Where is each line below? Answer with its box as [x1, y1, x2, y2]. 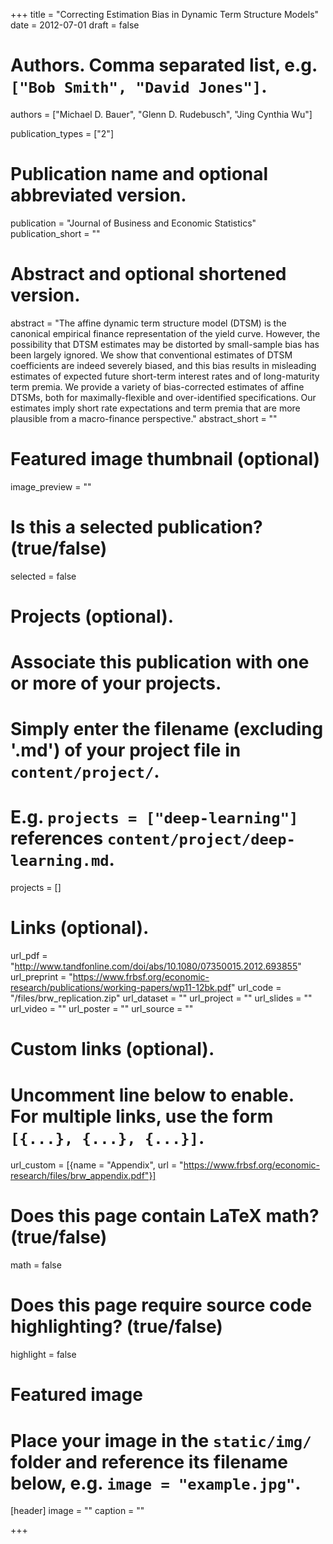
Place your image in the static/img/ [10, 1429, 312, 1452]
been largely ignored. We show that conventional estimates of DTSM [10, 349, 293, 361]
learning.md [10, 852, 110, 871]
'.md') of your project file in [10, 739, 242, 762]
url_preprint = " [10, 971, 73, 983]
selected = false [10, 570, 77, 582]
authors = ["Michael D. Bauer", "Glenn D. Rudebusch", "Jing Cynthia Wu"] [10, 108, 313, 120]
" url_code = [231, 982, 282, 994]
